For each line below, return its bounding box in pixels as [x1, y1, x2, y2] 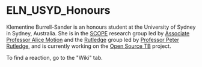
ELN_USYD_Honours [6, 4, 111, 17]
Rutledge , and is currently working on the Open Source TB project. [6, 42, 171, 50]
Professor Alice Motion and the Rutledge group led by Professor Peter [6, 36, 179, 43]
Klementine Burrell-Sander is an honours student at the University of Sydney [6, 23, 196, 31]
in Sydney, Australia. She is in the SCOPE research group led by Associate [6, 29, 190, 36]
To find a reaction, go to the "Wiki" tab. [6, 54, 103, 61]
